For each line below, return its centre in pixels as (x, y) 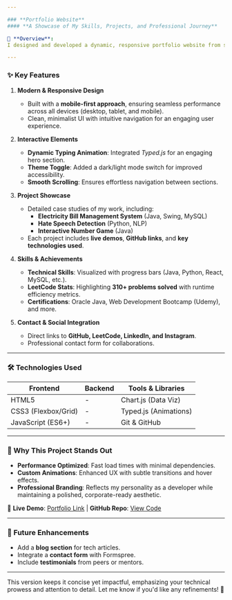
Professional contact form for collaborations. (91, 343)
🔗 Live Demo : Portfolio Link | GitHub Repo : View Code (84, 508)
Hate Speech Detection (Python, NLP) (92, 223)
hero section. (46, 160)
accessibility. (46, 174)
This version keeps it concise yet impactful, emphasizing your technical (109, 582)
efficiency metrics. (54, 294)
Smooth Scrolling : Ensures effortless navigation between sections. (123, 182)
